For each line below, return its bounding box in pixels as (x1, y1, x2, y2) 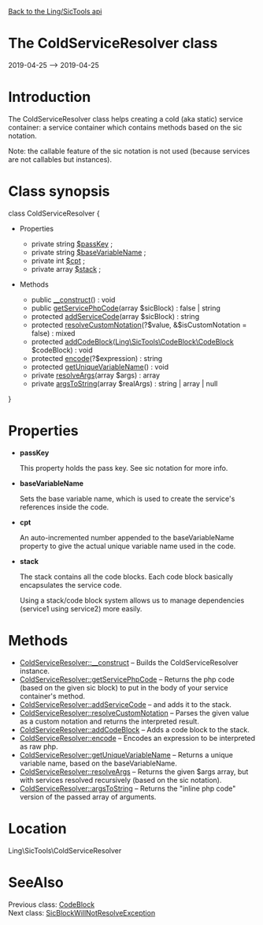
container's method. (19, 691, 85, 701)
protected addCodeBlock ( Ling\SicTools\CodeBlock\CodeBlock (31, 337, 234, 346)
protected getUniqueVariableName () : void (31, 362, 169, 371)
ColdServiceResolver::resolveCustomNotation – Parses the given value (19, 708, 250, 717)
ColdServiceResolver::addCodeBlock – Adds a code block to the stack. (19, 724, 250, 734)
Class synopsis (8, 182, 110, 201)
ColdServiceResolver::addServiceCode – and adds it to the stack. (19, 699, 232, 709)
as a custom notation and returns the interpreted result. (19, 716, 199, 726)
